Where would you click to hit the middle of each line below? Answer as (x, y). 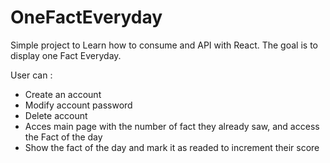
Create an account (63, 94)
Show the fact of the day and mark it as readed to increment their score (172, 147)
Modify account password (78, 105)
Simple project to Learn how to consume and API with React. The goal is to (164, 45)
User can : (31, 75)
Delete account (56, 115)
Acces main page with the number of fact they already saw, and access (172, 126)
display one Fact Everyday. (66, 55)
